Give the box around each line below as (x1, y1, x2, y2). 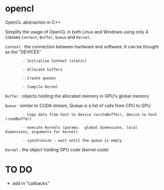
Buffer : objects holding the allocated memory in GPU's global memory (5, 93, 149, 99)
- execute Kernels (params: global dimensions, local (23, 125, 138, 130)
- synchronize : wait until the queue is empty (23, 138, 122, 143)
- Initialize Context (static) (23, 58, 87, 63)
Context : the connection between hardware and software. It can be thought (5, 43, 159, 49)
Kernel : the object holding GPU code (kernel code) (5, 147, 109, 152)
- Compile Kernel (23, 84, 58, 89)
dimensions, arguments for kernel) (5, 129, 78, 134)
